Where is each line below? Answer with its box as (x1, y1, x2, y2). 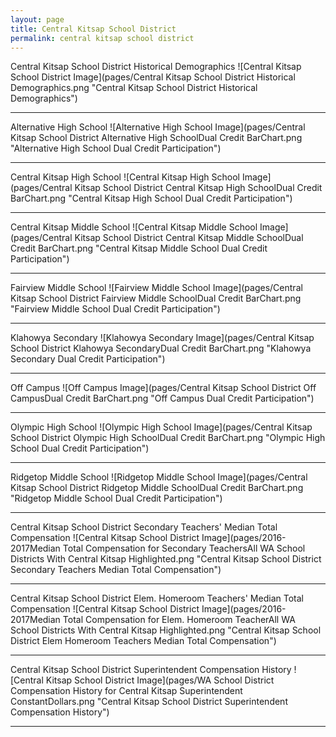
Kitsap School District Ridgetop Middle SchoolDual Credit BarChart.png (10, 482, 304, 494)
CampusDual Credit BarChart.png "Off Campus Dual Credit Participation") (10, 392, 315, 405)
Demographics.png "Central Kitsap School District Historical (10, 82, 258, 94)
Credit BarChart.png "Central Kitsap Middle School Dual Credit (10, 242, 268, 255)
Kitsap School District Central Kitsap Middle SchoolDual (74, 232, 304, 244)
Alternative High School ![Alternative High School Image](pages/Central (10, 121, 306, 133)
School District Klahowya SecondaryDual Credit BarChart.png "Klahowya (10, 342, 312, 355)
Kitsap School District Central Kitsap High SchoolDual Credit (74, 182, 323, 194)
